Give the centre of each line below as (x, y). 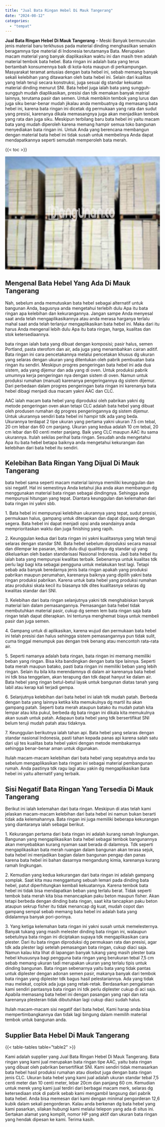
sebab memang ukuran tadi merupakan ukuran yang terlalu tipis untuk (76, 963)
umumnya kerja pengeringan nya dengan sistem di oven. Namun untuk (77, 375)
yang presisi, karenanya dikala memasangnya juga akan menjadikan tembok (82, 114)
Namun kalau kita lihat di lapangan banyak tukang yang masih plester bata (80, 953)
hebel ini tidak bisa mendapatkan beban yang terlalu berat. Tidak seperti (78, 891)
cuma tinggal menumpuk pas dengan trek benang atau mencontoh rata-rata (82, 641)
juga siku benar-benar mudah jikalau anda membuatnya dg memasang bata (82, 103)
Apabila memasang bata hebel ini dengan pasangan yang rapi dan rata (77, 994)
